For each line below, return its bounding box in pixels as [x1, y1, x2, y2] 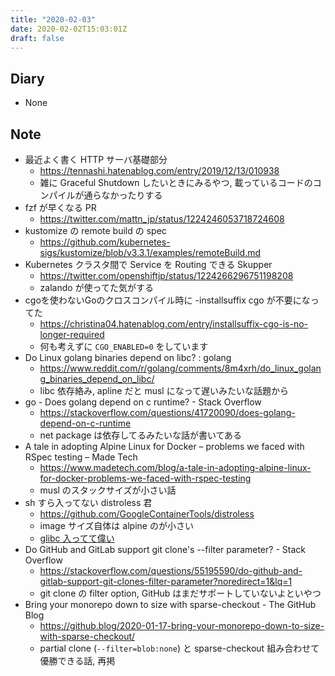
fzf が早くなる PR [24, 202, 97, 213]
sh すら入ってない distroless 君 [24, 497, 153, 508]
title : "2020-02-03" [10, 14, 97, 25]
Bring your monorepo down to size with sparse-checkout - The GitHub [24, 599, 317, 610]
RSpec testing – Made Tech [24, 451, 138, 463]
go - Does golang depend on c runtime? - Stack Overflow [24, 396, 262, 408]
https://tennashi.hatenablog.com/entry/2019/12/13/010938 [39, 165, 280, 176]
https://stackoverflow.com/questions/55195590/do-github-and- [39, 565, 303, 576]
